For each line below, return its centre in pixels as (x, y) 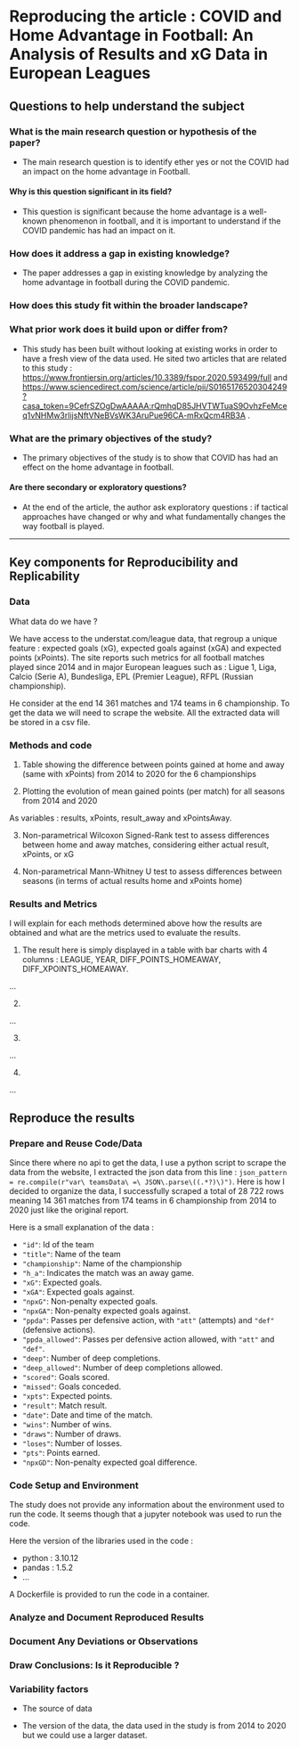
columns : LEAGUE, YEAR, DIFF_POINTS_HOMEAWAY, (121, 960)
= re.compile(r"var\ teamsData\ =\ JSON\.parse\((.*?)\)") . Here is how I (147, 1181)
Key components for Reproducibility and (124, 563)
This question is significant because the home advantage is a (134, 212)
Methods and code (51, 745)
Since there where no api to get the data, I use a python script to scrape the (148, 1163)
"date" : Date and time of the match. (87, 1415)
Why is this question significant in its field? (90, 192)
